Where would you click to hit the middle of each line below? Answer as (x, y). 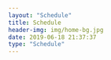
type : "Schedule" (37, 44)
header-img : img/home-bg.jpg (56, 30)
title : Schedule (35, 23)
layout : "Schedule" (40, 15)
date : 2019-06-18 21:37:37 (52, 37)
